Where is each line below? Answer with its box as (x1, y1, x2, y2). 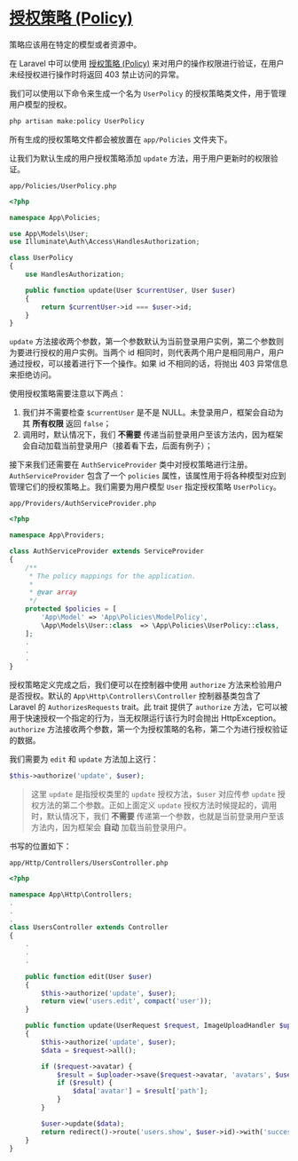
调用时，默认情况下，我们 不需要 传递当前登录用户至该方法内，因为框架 (21, 430, 284, 440)
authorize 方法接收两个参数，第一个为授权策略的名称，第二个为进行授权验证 (9, 724, 288, 735)
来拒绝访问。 (9, 369, 56, 380)
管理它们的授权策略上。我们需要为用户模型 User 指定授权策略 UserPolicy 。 (9, 481, 282, 493)
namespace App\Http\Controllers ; (9, 889, 133, 899)
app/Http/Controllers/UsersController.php (9, 858, 169, 868)
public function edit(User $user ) (25, 972, 153, 981)
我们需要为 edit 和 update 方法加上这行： (9, 754, 160, 764)
